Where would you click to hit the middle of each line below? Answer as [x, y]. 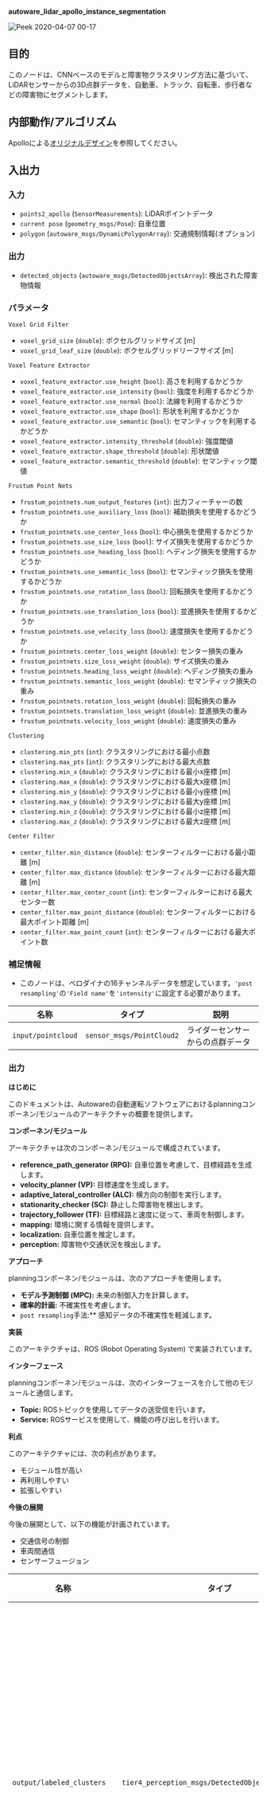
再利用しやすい [44, 1480]
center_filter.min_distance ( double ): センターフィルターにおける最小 [134, 852]
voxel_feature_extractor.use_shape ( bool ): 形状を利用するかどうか [130, 411]
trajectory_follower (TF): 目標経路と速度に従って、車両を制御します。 [134, 1214]
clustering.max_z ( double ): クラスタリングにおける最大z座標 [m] [125, 821]
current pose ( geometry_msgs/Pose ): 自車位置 [93, 224]
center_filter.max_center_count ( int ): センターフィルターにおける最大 [136, 892]
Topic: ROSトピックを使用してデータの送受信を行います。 [114, 1410]
